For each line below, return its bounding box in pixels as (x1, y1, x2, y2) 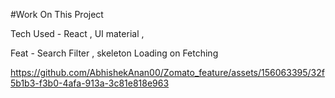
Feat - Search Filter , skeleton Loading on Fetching (10, 47, 219, 59)
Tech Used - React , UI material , (10, 28, 145, 39)
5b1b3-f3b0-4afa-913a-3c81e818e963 (10, 77, 170, 89)
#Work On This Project (10, 9, 104, 20)
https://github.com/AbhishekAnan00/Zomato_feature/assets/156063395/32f (10, 67, 325, 78)
